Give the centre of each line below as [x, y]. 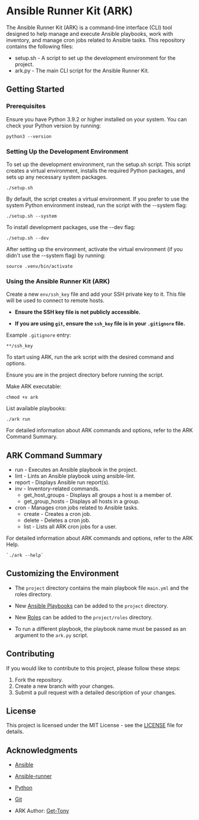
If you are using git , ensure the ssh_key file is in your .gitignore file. [100, 324]
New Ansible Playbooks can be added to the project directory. [91, 606]
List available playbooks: [36, 408]
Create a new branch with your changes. [64, 686]
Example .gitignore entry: [39, 335]
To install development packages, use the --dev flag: [71, 227]
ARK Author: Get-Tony [42, 811]
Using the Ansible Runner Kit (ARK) [58, 281]
